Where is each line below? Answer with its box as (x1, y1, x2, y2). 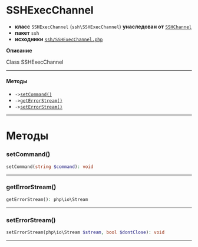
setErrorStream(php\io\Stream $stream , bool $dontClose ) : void (6, 229, 165, 235)
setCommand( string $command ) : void (6, 163, 94, 170)
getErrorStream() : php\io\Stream (6, 196, 88, 202)
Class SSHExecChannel (6, 58, 64, 65)
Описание (6, 47, 32, 54)
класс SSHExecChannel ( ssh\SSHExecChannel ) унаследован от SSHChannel (14, 23, 192, 30)
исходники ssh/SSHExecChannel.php (14, 35, 103, 42)
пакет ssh (14, 29, 39, 36)
